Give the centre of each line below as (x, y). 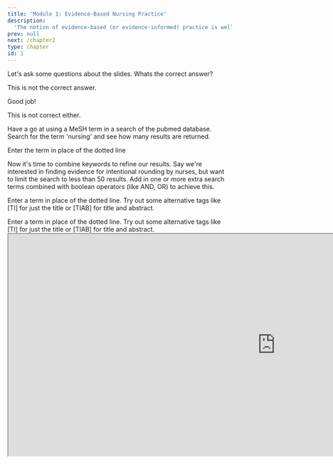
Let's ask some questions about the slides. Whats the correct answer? (110, 74)
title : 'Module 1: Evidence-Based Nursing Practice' (87, 14)
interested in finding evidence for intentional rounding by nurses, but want (116, 171)
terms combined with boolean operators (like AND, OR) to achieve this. (111, 186)
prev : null (23, 34)
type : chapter (28, 47)
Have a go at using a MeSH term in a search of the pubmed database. (110, 129)
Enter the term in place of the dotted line (67, 150)
